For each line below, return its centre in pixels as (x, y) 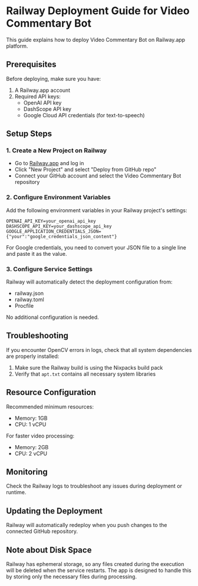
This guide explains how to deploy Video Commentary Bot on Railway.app (96, 39)
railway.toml (29, 299)
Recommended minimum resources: (50, 406)
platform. (17, 46)
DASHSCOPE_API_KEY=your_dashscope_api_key (59, 226)
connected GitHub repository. (42, 531)
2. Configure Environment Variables (58, 197)
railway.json (29, 294)
